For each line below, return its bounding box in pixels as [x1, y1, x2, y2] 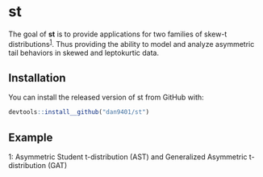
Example [8, 130, 53, 144]
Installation [8, 71, 66, 85]
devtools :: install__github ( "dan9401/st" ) [8, 108, 150, 116]
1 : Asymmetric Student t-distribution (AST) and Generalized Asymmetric [8, 152, 248, 162]
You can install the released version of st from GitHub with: [8, 92, 204, 103]
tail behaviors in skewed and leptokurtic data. [8, 48, 160, 57]
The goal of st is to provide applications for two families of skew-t [8, 29, 228, 39]
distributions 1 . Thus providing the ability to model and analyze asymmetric [8, 37, 255, 48]
